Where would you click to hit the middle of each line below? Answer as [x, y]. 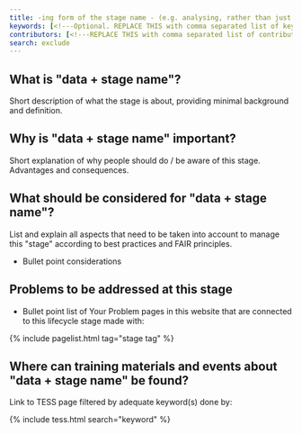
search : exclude [40, 43]
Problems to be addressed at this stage [121, 289]
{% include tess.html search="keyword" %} [90, 420]
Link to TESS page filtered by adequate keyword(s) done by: [121, 402]
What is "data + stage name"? [95, 79]
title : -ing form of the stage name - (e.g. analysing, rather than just [151, 18]
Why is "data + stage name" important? [123, 139]
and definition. [36, 111]
